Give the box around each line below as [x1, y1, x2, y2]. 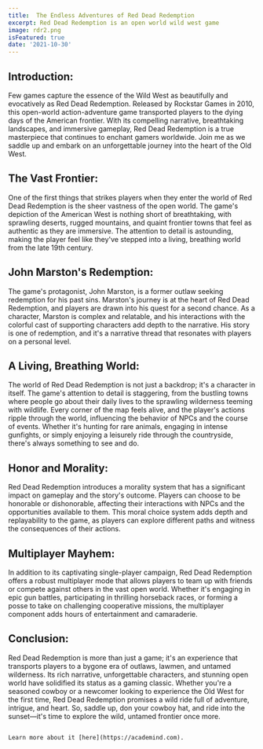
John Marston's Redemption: [8, 266, 154, 279]
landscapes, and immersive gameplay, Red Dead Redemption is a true [8, 123, 234, 134]
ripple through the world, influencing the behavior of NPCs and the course [8, 413, 249, 423]
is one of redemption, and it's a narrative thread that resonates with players [8, 328, 252, 338]
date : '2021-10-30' [8, 41, 72, 49]
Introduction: [8, 70, 74, 83]
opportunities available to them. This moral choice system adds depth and [8, 508, 248, 517]
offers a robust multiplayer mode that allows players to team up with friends [8, 576, 253, 586]
